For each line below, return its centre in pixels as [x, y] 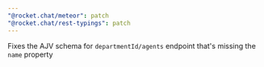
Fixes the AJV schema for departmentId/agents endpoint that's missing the [132, 45]
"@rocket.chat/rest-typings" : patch [69, 23]
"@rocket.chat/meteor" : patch [59, 16]
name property [30, 54]
